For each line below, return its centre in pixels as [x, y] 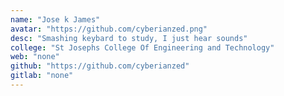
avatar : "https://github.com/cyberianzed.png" [109, 29]
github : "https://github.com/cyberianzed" [100, 66]
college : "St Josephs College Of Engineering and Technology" [142, 47]
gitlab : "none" [42, 76]
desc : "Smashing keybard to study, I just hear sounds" [129, 38]
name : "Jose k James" [55, 19]
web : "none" [35, 57]
